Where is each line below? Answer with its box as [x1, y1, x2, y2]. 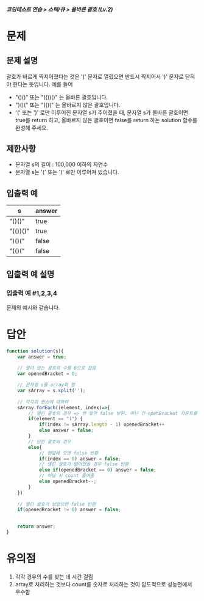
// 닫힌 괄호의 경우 [28, 439, 71, 445]
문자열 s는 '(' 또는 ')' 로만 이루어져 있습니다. [15, 169, 119, 176]
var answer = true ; [17, 354, 67, 360]
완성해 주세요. [15, 124, 49, 131]
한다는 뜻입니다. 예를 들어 [12, 80, 73, 88]
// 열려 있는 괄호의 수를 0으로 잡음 [17, 365, 96, 371]
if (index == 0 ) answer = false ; [38, 456, 121, 462]
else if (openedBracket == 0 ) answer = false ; [38, 467, 157, 473]
